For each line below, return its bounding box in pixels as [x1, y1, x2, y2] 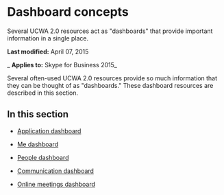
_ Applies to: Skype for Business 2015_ [7, 60, 118, 69]
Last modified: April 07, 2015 [7, 47, 89, 56]
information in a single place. [7, 34, 89, 42]
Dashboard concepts [7, 4, 129, 20]
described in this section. [7, 89, 79, 97]
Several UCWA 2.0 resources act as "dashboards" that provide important [7, 27, 213, 35]
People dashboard [16, 153, 69, 161]
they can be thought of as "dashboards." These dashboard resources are [7, 81, 214, 89]
